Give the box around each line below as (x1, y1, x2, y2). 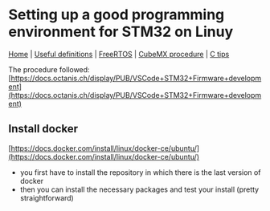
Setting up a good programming (8, 6, 225, 24)
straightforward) (19, 193, 74, 202)
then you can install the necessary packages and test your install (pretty (19, 185, 260, 194)
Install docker (8, 122, 79, 136)
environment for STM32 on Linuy (8, 22, 234, 41)
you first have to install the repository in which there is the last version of (19, 167, 261, 177)
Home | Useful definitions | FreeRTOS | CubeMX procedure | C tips (8, 49, 230, 59)
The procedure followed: (8, 64, 90, 74)
